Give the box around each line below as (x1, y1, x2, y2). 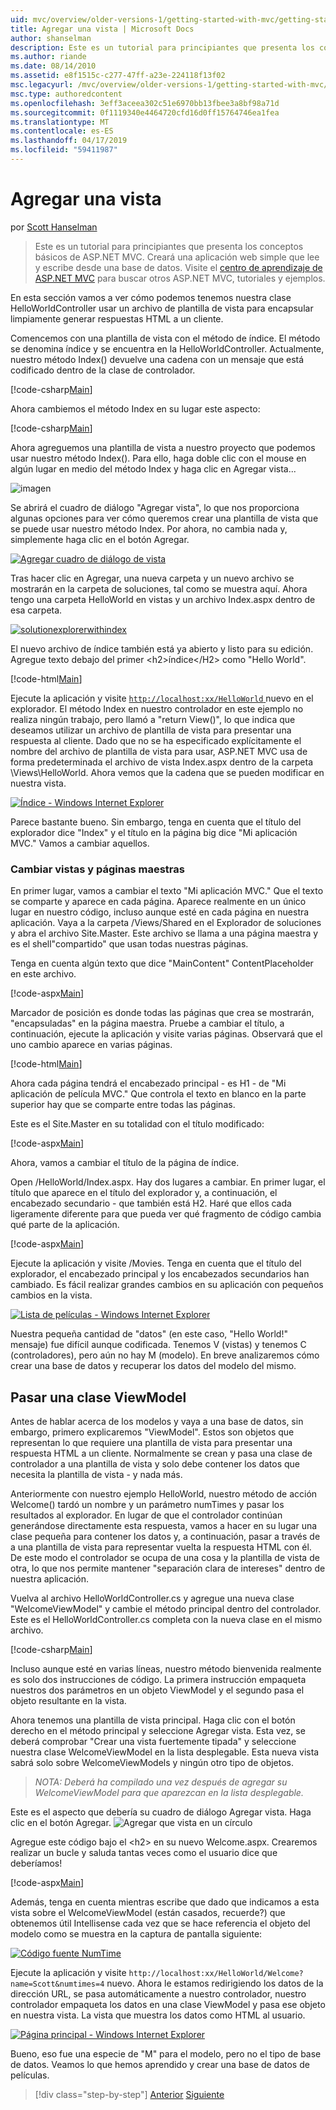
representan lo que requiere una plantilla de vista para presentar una (10, 1436, 293, 1448)
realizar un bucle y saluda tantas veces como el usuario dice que (10, 1846, 278, 1858)
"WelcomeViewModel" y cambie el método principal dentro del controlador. (10, 1602, 322, 1615)
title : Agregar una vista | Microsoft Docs (10, 24, 195, 34)
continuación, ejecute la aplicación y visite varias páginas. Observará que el (10, 1028, 323, 1040)
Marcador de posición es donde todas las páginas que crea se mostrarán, (10, 1007, 315, 1019)
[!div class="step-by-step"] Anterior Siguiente (34, 2088, 225, 2100)
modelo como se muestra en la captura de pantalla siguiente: (10, 1927, 263, 1940)
